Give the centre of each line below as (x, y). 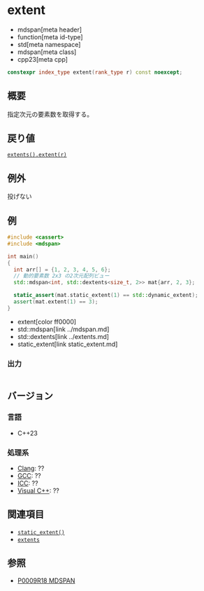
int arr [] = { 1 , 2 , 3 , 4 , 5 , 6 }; (62, 270)
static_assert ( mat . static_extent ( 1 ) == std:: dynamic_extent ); (106, 295)
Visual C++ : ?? (38, 491)
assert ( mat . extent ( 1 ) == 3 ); (56, 302)
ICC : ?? (28, 484)
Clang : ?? (31, 468)
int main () (23, 256)
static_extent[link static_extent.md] (67, 344)
